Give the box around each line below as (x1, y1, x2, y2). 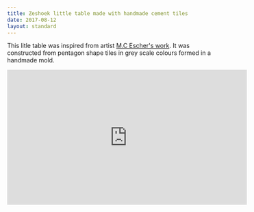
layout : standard (7, 23, 57, 30)
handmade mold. (7, 56, 55, 64)
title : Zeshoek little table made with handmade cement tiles (7, 10, 188, 17)
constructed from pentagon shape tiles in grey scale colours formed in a (7, 49, 211, 57)
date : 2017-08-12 (7, 16, 57, 23)
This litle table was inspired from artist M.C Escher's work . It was (7, 42, 190, 50)
